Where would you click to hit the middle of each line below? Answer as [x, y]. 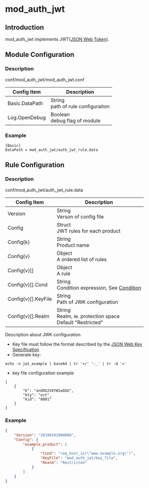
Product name [73, 245]
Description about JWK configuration [43, 334]
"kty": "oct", [37, 395]
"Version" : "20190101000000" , [45, 435]
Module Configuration [40, 55]
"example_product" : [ [45, 444]
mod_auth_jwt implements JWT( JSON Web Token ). [57, 39]
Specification [26, 349]
